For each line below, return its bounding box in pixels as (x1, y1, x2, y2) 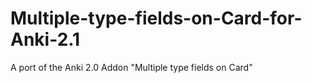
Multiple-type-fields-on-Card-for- (10, 7, 303, 30)
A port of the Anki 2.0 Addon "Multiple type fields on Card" (10, 61, 253, 73)
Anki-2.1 (10, 28, 81, 51)
